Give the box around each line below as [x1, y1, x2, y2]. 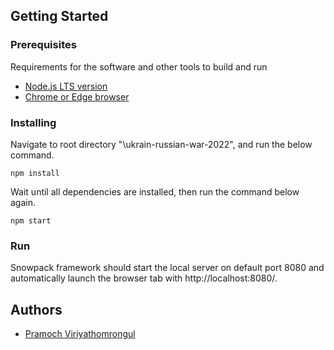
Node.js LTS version [24, 80, 108, 92]
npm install [10, 168, 60, 178]
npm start [10, 215, 52, 226]
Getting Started [10, 8, 109, 25]
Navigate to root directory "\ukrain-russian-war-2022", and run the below [10, 138, 313, 150]
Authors [10, 301, 63, 318]
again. [10, 196, 37, 208]
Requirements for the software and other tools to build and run [10, 60, 268, 73]
